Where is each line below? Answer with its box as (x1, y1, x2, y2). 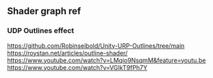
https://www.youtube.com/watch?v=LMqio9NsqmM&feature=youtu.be (7, 56, 206, 64)
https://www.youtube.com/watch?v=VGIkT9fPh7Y (7, 63, 148, 71)
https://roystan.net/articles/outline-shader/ (7, 49, 128, 57)
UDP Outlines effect (7, 26, 75, 36)
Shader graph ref (7, 5, 82, 17)
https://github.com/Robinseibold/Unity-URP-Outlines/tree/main (7, 41, 185, 50)
